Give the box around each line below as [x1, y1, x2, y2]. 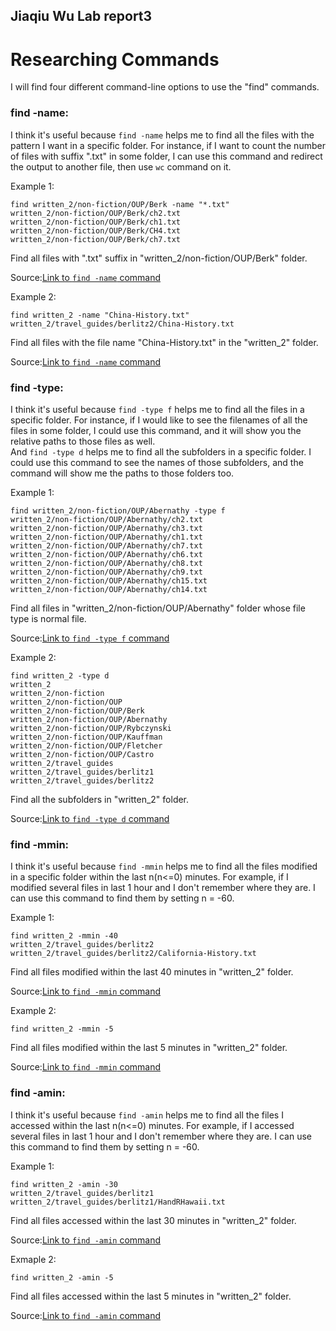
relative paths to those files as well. [10, 435, 156, 447]
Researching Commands [10, 48, 220, 71]
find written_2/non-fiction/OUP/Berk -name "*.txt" [10, 199, 230, 209]
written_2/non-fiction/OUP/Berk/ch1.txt [10, 217, 182, 227]
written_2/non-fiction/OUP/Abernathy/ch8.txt [10, 558, 203, 568]
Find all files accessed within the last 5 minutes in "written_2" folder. [10, 1290, 292, 1302]
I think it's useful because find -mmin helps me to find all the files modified [10, 860, 318, 873]
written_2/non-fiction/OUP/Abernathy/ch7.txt [10, 540, 203, 551]
